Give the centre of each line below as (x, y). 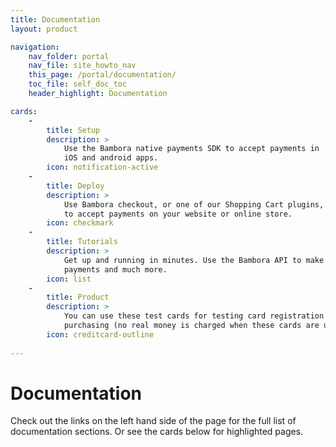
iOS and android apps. (111, 158)
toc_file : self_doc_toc (78, 84)
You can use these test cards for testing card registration (194, 316)
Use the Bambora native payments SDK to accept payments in (191, 149)
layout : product (44, 29)
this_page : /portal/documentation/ (102, 75)
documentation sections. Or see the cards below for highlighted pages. (157, 432)
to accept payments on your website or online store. (178, 214)
